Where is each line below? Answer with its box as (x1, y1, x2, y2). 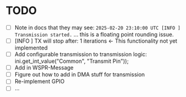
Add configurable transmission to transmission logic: (14, 51, 147, 58)
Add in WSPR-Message (14, 64, 74, 71)
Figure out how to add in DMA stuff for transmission (14, 71, 145, 78)
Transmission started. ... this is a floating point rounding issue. (14, 31, 174, 38)
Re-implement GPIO (14, 77, 65, 85)
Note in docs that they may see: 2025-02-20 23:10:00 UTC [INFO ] (14, 24, 181, 31)
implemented (14, 44, 48, 52)
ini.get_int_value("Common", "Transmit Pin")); (14, 57, 129, 65)
